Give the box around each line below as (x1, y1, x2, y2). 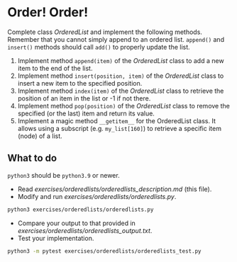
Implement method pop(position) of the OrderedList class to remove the (17, 101, 231, 110)
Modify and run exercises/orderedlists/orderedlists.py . (17, 192, 177, 200)
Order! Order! (7, 4, 89, 21)
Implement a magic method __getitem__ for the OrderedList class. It (17, 116, 216, 125)
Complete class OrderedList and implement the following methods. (7, 28, 202, 36)
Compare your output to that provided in (17, 219, 136, 227)
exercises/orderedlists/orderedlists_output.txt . (17, 226, 153, 234)
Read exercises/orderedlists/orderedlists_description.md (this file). (17, 185, 212, 193)
